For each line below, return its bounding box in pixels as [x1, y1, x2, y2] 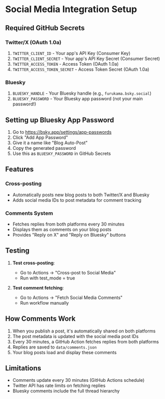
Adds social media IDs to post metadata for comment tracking [12, 197, 142, 203]
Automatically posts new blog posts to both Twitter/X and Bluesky [12, 192, 150, 198]
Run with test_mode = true [20, 275, 75, 281]
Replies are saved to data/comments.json [12, 344, 97, 350]
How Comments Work [5, 314, 76, 323]
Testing [5, 246, 30, 255]
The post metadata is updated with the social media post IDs [12, 333, 139, 339]
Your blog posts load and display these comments [12, 349, 117, 355]
